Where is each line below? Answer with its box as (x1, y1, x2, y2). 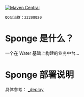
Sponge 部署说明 (5, 69, 74, 81)
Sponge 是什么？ (5, 33, 74, 44)
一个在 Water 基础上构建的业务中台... (5, 50, 80, 56)
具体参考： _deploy (5, 86, 44, 92)
